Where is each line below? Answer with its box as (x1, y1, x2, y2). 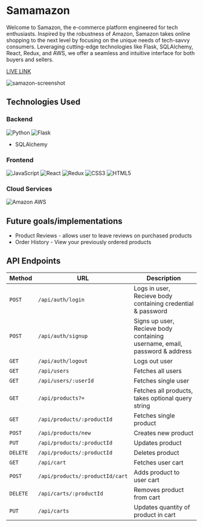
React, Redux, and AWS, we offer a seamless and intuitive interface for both (6, 49, 195, 56)
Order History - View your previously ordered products (14, 239, 152, 246)
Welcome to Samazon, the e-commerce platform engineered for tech (6, 24, 178, 31)
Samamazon (6, 4, 71, 18)
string (134, 401, 150, 409)
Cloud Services (6, 184, 53, 193)
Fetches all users (134, 366, 182, 375)
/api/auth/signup (38, 333, 88, 339)
